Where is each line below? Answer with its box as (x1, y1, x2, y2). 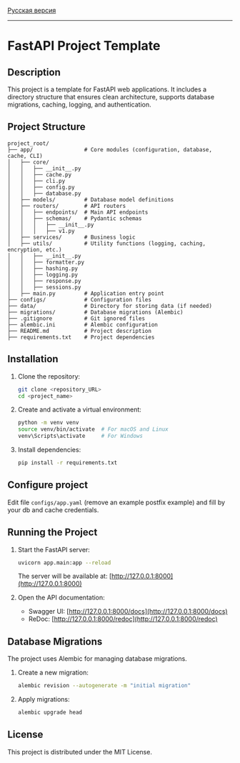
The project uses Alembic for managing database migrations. (7, 654, 187, 663)
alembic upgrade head (17, 709, 82, 717)
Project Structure (7, 121, 86, 133)
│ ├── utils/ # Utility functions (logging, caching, (7, 239, 206, 247)
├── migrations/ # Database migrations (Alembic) (7, 309, 184, 316)
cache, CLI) (7, 152, 43, 159)
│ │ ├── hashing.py (7, 264, 79, 272)
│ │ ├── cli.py (7, 177, 66, 184)
